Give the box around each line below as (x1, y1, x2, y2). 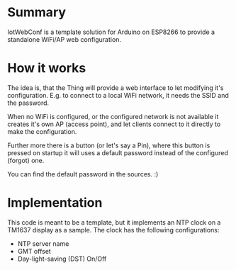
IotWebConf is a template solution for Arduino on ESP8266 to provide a (7, 28, 215, 36)
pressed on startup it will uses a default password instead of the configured (7, 148, 228, 157)
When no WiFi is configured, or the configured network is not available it (7, 112, 219, 120)
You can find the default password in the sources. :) (7, 169, 159, 178)
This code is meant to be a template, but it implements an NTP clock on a (7, 218, 221, 227)
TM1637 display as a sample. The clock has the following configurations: (7, 225, 220, 234)
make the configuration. (7, 127, 77, 135)
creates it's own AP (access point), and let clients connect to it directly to (7, 120, 221, 128)
